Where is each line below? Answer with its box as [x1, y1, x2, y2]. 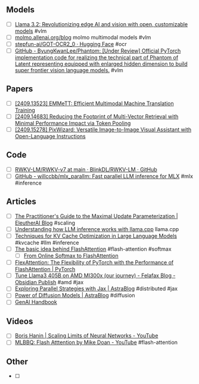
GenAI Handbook [14, 299, 58, 306]
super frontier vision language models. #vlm [14, 67, 123, 74]
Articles [6, 196, 37, 207]
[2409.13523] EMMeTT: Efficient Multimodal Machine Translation [14, 100, 174, 107]
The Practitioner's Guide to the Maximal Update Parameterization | [14, 212, 178, 220]
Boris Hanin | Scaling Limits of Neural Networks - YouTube [14, 332, 158, 339]
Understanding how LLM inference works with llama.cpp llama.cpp [14, 225, 179, 232]
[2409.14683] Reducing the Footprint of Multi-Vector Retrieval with [14, 113, 179, 120]
